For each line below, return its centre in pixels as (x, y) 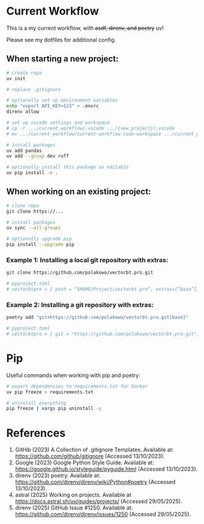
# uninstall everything (36, 403)
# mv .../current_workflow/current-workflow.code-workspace (84, 134)
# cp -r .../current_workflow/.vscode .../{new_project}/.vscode (90, 128)
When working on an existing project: (79, 192)
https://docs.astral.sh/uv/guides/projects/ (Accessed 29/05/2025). (99, 502)
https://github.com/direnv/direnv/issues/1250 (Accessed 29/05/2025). (103, 514)
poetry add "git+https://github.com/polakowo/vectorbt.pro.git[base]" (97, 318)
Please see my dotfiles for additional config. (61, 39)
